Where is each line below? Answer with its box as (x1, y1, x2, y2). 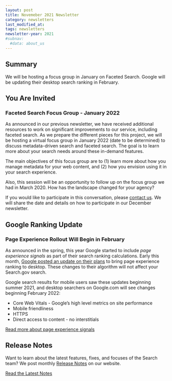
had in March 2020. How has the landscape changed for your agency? (5, 184, 155, 190)
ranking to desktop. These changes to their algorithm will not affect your (5, 263, 158, 270)
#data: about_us (10, 41, 45, 46)
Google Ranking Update (5, 220, 83, 229)
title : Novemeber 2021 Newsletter (5, 12, 80, 17)
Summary (5, 60, 37, 69)
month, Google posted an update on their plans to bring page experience (5, 258, 160, 264)
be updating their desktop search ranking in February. (5, 79, 119, 85)
